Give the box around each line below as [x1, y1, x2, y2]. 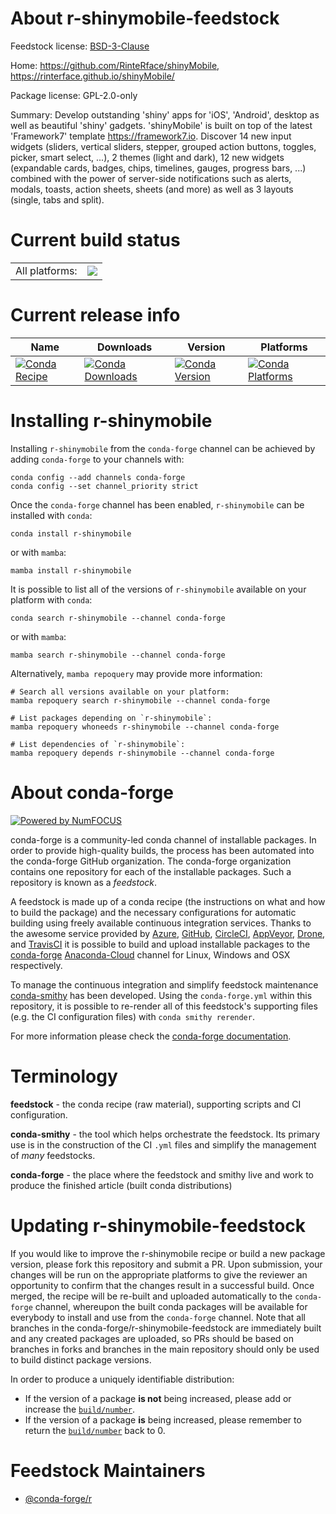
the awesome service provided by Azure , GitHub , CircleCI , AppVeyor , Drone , [10, 927, 326, 939]
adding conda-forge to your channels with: [10, 453, 185, 465]
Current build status [10, 229, 181, 252]
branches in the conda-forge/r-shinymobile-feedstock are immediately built [10, 1322, 322, 1334]
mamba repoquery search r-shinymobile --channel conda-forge [10, 695, 271, 706]
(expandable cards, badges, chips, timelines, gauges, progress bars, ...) [10, 162, 307, 174]
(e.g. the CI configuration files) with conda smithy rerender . [10, 1010, 255, 1022]
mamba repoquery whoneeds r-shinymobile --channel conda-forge [10, 722, 280, 732]
